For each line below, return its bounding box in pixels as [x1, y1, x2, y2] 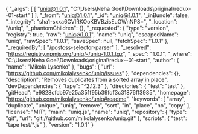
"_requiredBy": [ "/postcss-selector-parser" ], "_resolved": [5, 44, 152, 51]
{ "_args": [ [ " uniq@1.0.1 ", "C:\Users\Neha [5, 5, 110, 12]
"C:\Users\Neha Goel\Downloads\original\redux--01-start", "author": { [5, 57, 179, 64]
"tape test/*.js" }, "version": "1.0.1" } [5, 121, 94, 128]
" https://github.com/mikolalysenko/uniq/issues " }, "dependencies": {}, [5, 70, 180, 76]
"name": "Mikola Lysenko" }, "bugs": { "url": [5, 63, 115, 70]
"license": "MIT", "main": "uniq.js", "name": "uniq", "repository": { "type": [5, 109, 187, 115]
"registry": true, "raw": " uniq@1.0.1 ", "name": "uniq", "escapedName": [5, 31, 179, 38]
